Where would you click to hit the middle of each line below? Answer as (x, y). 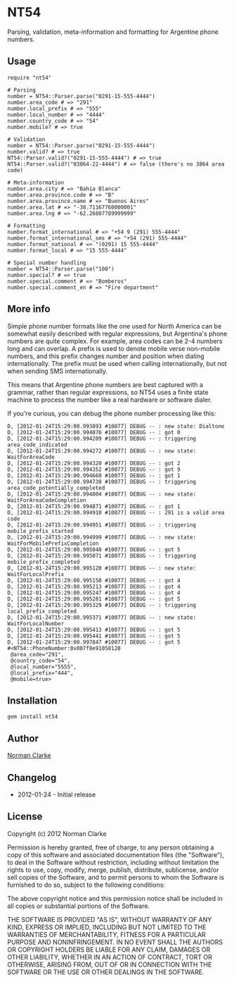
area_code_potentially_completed (56, 488)
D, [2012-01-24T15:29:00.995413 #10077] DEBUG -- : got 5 (94, 630)
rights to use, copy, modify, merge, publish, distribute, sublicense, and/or (113, 870)
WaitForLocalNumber (36, 624)
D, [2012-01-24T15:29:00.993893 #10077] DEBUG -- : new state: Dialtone (116, 426)
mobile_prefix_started (40, 531)
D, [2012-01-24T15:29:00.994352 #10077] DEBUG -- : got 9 (94, 469)
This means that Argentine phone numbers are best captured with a (105, 384)
